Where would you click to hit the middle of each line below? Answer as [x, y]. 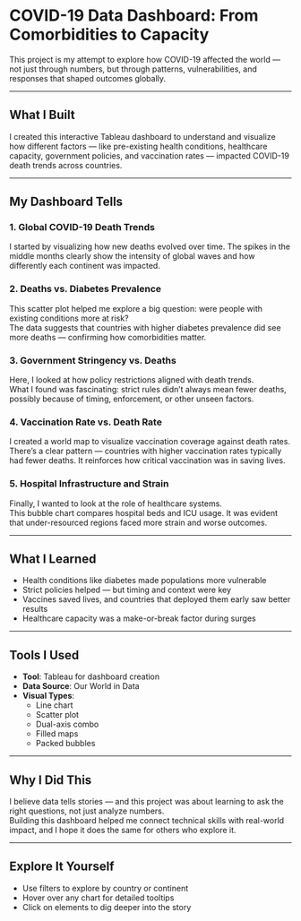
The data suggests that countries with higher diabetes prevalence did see [145, 327]
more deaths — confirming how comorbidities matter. [108, 337]
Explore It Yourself [62, 867]
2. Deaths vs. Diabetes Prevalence [86, 289]
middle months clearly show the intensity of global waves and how [132, 256]
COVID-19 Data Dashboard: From [134, 16]
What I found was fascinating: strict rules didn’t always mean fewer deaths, [148, 390]
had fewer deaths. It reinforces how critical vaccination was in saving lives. [147, 460]
